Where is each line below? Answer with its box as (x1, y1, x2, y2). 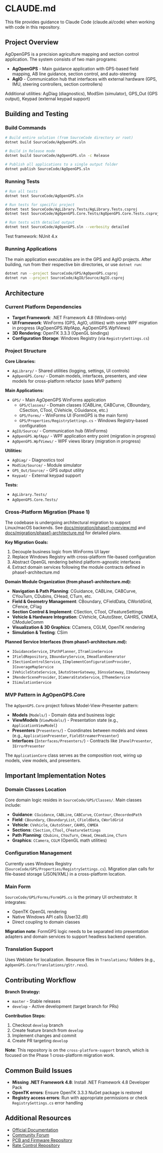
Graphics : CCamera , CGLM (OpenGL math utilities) (12, 837, 107, 843)
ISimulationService (12, 680, 52, 685)
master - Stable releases (12, 999, 61, 1004)
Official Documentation (12, 1127, 58, 1133)
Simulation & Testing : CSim (12, 629, 68, 635)
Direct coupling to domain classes (12, 919, 80, 925)
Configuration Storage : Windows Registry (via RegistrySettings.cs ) (12, 335, 149, 341)
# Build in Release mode (5, 149, 55, 153)
